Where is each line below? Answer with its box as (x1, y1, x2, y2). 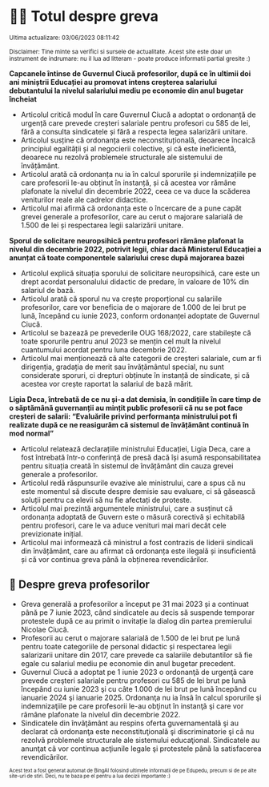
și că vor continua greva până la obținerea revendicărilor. (20, 554, 209, 564)
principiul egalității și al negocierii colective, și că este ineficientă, (20, 143, 237, 153)
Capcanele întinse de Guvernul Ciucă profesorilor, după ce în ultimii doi (9, 68, 251, 78)
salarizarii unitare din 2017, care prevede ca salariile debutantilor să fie (20, 650, 253, 660)
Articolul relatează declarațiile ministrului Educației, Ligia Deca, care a (20, 444, 251, 453)
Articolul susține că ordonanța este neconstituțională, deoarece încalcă (20, 135, 255, 145)
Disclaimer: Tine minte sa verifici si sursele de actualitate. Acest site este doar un (9, 47, 232, 55)
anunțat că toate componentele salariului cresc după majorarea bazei (9, 252, 245, 263)
